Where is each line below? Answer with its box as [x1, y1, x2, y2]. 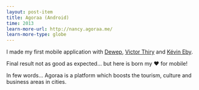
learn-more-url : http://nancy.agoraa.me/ [6, 26, 113, 32]
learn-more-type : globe [6, 32, 67, 38]
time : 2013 [6, 20, 34, 26]
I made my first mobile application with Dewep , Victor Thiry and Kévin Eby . [6, 48, 194, 55]
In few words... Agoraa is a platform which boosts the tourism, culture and [6, 72, 192, 79]
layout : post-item [6, 9, 53, 15]
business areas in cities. [6, 78, 67, 86]
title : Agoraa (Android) [6, 15, 69, 21]
